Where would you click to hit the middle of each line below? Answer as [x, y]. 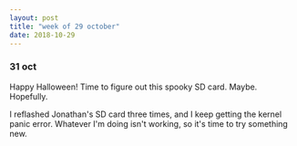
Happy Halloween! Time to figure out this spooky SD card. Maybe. [133, 87]
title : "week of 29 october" [65, 26]
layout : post [34, 18]
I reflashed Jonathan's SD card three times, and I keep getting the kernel [146, 114]
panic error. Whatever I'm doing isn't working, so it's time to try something [149, 123]
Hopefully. [29, 96]
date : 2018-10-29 [42, 35]
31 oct [23, 67]
